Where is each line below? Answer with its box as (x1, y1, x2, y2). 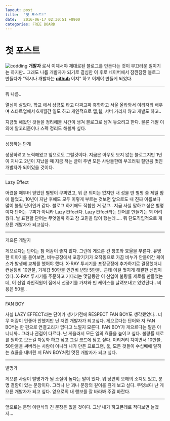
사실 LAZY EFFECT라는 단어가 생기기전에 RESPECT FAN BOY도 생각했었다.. (5, 311, 157, 317)
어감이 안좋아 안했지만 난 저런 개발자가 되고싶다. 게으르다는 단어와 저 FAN (10, 318, 155, 324)
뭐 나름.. (5, 91, 22, 97)
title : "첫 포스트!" (5, 12, 47, 17)
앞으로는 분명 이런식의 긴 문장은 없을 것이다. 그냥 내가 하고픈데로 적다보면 (5, 404, 150, 410)
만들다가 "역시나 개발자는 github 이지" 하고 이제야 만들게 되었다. (5, 76, 133, 82)
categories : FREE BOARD (5, 21, 56, 27)
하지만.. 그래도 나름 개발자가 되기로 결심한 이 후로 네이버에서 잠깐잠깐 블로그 (10, 69, 160, 75)
